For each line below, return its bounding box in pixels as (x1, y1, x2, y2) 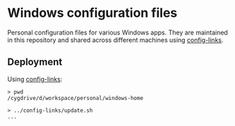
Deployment (7, 56, 63, 68)
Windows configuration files (7, 5, 178, 21)
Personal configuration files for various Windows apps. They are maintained (7, 28, 228, 37)
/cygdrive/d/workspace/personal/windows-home (7, 94, 143, 101)
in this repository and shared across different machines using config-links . (7, 35, 224, 44)
